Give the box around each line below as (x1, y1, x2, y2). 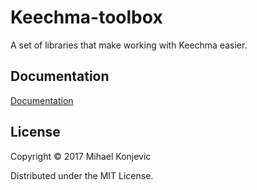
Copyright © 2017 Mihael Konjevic (10, 150, 152, 162)
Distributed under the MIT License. (10, 169, 154, 181)
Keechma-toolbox (10, 6, 163, 29)
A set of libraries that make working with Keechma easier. (10, 39, 248, 51)
